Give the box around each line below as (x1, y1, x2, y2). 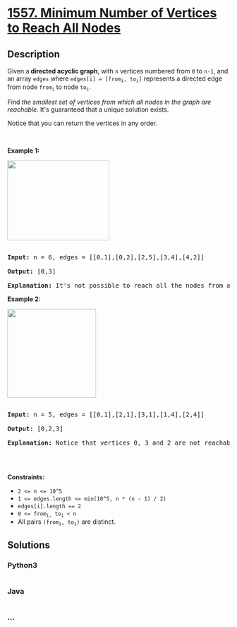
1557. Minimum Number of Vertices (7, 5, 217, 21)
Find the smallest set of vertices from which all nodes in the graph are (7, 98, 212, 106)
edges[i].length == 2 (17, 503, 81, 510)
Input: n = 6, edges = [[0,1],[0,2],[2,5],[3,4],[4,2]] (7, 253, 205, 261)
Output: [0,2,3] (7, 424, 63, 433)
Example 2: (7, 295, 41, 303)
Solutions (7, 539, 51, 551)
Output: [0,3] (7, 267, 56, 275)
